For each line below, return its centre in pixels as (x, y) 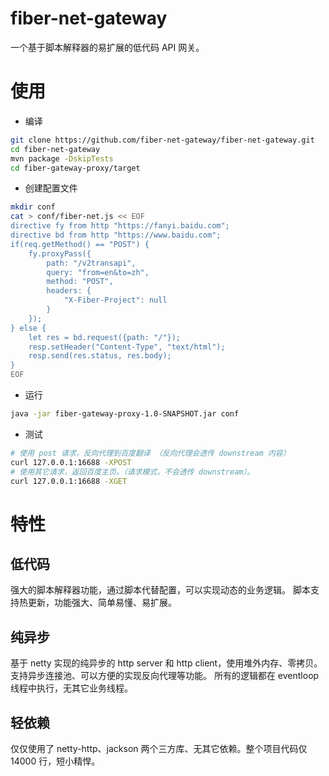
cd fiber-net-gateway (55, 149)
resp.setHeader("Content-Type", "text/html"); (127, 347)
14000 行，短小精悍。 (55, 761)
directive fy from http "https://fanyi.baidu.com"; (120, 226)
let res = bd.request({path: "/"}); (105, 337)
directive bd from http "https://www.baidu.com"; (116, 235)
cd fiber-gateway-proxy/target (75, 168)
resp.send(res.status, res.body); (100, 356)
